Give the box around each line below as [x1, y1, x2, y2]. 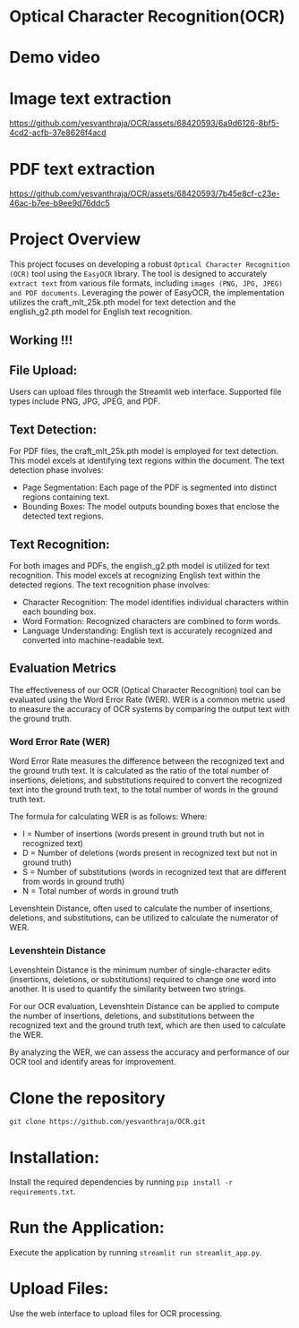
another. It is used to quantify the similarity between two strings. [9, 983, 246, 995]
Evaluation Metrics [9, 661, 116, 676]
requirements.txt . [9, 1187, 76, 1197]
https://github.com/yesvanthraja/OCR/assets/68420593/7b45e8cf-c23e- [9, 188, 280, 199]
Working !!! [9, 332, 73, 347]
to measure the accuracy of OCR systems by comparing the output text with [9, 703, 290, 714]
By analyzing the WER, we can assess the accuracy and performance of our [9, 1047, 290, 1058]
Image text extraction [9, 88, 172, 108]
